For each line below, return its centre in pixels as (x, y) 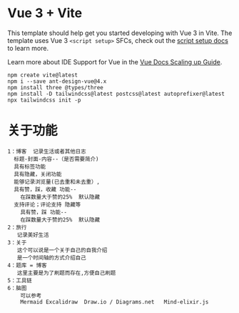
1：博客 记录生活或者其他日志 (47, 151)
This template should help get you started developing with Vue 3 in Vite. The (120, 33)
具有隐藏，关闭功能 (38, 174)
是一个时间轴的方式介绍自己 (52, 258)
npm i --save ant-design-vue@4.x (57, 81)
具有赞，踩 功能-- (44, 212)
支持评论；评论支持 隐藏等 (47, 204)
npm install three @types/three (55, 87)
